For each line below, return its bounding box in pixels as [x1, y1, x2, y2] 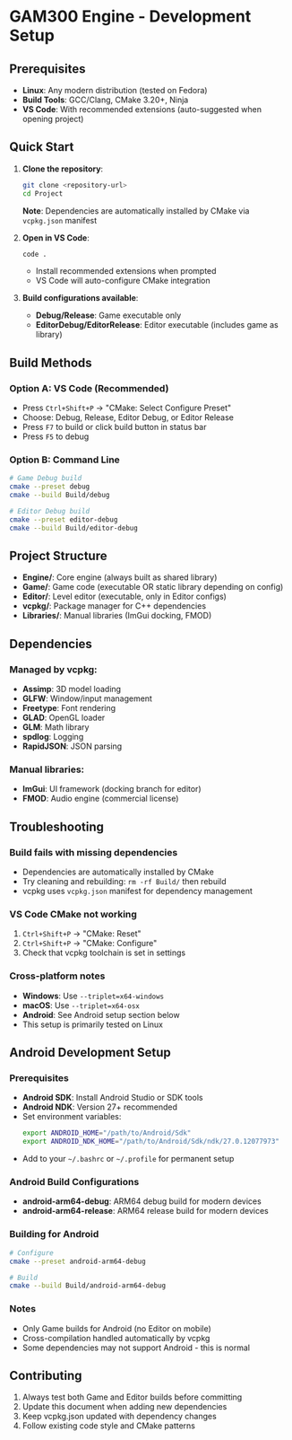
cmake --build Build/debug [9, 491, 110, 500]
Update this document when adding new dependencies [21, 1401, 228, 1412]
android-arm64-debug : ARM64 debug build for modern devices [21, 1196, 262, 1207]
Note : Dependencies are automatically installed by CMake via [21, 205, 250, 216]
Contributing [9, 1367, 82, 1383]
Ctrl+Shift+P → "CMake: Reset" [21, 928, 142, 939]
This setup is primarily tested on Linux [21, 1019, 164, 1030]
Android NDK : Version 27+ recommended [21, 1102, 177, 1112]
